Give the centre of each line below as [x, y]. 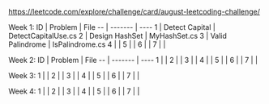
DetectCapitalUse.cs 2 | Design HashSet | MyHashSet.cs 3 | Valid [117, 36]
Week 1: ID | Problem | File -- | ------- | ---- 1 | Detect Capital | [112, 27]
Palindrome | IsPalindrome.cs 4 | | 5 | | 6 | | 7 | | [87, 44]
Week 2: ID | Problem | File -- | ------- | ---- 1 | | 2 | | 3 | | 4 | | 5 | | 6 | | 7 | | [133, 60]
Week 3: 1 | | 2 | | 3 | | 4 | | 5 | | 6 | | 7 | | [74, 75]
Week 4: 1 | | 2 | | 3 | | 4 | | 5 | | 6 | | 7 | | [74, 91]
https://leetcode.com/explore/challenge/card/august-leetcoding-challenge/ [134, 12]
